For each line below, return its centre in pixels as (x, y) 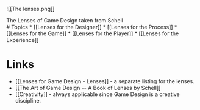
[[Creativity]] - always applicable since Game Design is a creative (97, 94)
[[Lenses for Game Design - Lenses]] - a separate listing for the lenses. (105, 81)
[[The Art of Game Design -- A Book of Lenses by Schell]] (88, 88)
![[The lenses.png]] (30, 9)
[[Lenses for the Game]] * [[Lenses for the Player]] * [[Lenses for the (93, 33)
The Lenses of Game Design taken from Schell (65, 20)
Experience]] (23, 40)
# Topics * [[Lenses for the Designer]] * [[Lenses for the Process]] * (92, 27)
